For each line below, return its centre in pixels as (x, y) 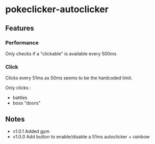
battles (20, 98)
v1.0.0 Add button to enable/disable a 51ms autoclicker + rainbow (81, 136)
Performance (22, 43)
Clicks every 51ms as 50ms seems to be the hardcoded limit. (69, 78)
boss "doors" (27, 103)
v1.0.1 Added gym (31, 131)
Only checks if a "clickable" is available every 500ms (61, 53)
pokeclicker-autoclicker (57, 9)
